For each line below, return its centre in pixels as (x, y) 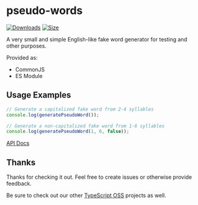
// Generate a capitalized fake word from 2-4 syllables (80, 109)
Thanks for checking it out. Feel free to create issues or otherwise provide (99, 177)
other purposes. (27, 46)
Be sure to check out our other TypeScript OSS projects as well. (86, 195)
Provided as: (22, 57)
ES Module (29, 76)
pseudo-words (45, 11)
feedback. (19, 184)
